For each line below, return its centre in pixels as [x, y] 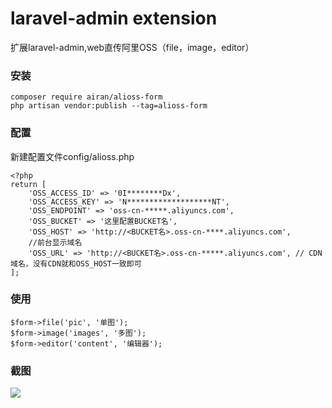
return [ [28, 184]
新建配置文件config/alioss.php [72, 156]
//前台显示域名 [55, 242]
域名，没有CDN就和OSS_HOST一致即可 [76, 263]
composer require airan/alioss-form [86, 97]
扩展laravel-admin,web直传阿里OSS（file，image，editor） [132, 47]
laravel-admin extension [114, 18]
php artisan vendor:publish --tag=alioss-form [109, 106]
